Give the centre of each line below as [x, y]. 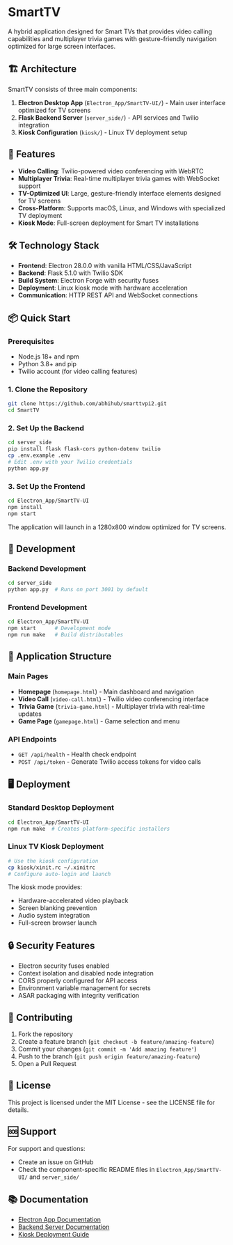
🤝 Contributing [40, 1017]
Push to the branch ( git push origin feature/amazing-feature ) [109, 1056]
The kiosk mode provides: [45, 887]
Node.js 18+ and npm [48, 357]
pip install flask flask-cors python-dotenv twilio [84, 449]
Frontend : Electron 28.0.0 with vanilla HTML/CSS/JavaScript [105, 266]
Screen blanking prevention [57, 908]
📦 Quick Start [39, 318]
